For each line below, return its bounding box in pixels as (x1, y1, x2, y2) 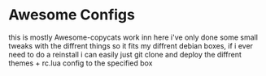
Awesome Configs (8, 6, 136, 24)
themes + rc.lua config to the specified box (8, 58, 153, 68)
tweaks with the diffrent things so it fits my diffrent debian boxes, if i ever (8, 40, 254, 50)
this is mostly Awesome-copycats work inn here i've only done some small (8, 32, 259, 42)
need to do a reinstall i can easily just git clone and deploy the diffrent (8, 49, 242, 59)
